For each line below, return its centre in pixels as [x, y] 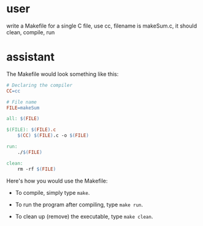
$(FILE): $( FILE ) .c [31, 130]
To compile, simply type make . [52, 192]
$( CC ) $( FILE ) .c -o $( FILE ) [53, 136]
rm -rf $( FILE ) [37, 169]
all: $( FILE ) [23, 119]
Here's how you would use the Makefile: [57, 181]
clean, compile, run [31, 32]
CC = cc [13, 91]
